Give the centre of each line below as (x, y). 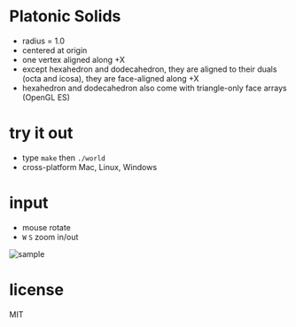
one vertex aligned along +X (74, 59)
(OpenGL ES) (46, 97)
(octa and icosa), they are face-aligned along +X (110, 78)
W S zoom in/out (50, 237)
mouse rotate (46, 227)
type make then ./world (64, 158)
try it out (41, 133)
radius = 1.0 (43, 41)
